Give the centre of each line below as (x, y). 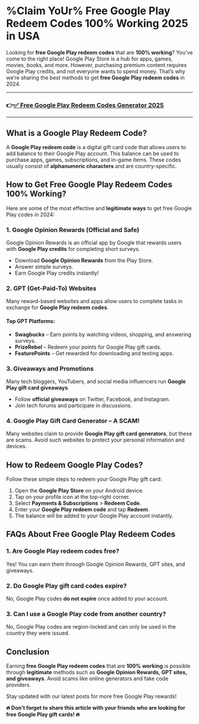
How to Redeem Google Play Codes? (75, 465)
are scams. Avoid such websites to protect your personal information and (95, 440)
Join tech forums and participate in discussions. (73, 405)
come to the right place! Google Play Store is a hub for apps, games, (89, 59)
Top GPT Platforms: (31, 321)
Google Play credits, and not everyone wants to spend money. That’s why (96, 71)
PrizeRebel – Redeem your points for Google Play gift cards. (88, 347)
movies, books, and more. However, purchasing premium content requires (97, 65)
